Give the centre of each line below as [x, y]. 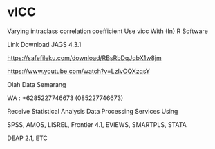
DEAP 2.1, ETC [28, 138]
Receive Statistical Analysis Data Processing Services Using [93, 111]
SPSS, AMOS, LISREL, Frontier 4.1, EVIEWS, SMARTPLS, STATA [97, 124]
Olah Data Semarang [37, 84]
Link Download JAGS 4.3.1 [44, 44]
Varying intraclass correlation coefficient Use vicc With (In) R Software [108, 31]
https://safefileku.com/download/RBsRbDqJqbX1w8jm [84, 58]
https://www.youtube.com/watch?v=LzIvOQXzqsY [79, 71]
